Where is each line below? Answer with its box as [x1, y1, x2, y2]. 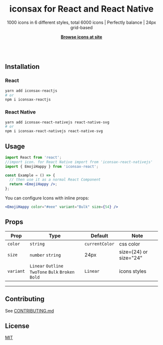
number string [30, 252, 61, 258]
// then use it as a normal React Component [9, 177, 101, 182]
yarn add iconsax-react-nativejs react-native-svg [5, 120, 110, 125]
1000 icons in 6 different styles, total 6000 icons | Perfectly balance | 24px [7, 19, 156, 25]
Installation [5, 63, 40, 71]
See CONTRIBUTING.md [5, 308, 54, 313]
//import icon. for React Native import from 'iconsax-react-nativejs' [5, 159, 153, 164]
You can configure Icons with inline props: [5, 195, 89, 201]
